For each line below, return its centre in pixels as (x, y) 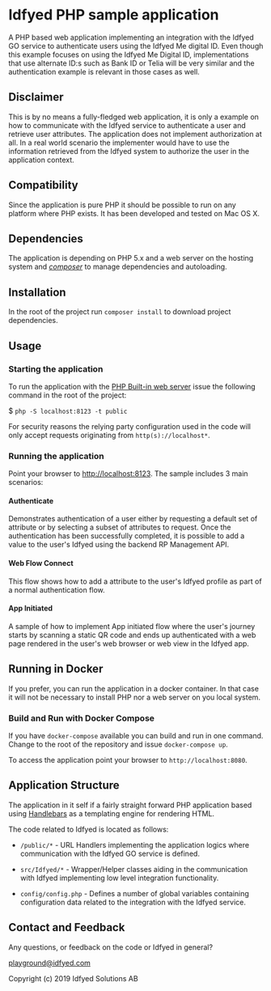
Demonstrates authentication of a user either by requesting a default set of (133, 519)
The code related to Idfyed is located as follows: (89, 829)
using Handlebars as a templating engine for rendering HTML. (112, 813)
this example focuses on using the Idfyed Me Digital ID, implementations (129, 54)
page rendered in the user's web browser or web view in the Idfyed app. (129, 643)
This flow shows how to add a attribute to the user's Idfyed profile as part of (135, 581)
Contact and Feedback (67, 927)
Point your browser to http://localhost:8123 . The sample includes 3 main (128, 474)
